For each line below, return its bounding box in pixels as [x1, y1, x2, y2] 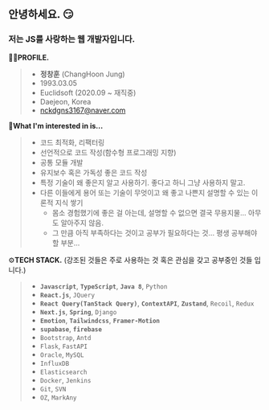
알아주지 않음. [60, 218, 104, 228]
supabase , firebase [39, 324, 103, 334]
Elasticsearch [39, 368, 88, 376]
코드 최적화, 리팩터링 [39, 137, 105, 147]
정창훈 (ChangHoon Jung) [39, 69, 126, 79]
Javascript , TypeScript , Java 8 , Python [39, 281, 168, 291]
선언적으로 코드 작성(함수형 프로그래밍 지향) [39, 147, 177, 157]
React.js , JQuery [39, 289, 95, 299]
